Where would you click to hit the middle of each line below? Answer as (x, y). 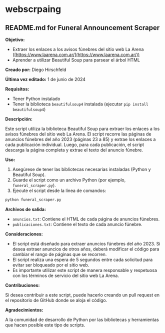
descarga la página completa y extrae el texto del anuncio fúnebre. (74, 150)
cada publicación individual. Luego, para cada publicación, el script (74, 144)
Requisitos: (17, 89)
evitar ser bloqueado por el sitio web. (51, 265)
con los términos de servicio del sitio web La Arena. (65, 275)
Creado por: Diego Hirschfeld (36, 69)
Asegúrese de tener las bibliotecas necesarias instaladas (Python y (81, 169)
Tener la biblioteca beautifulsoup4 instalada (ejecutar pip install (80, 104)
